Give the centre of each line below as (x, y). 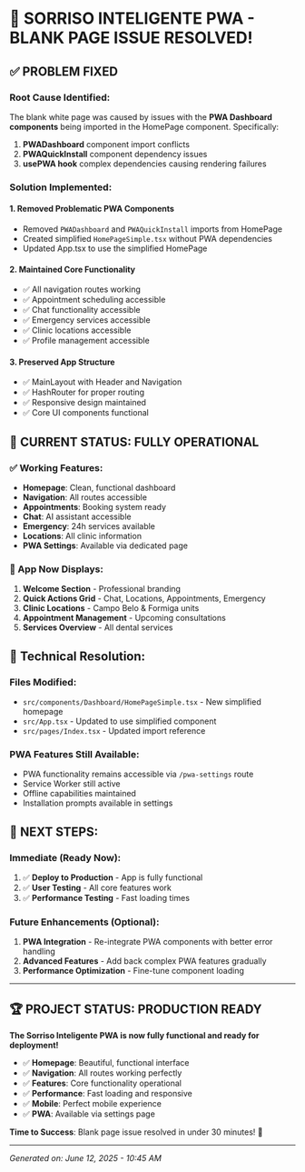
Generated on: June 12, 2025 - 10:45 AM (85, 1158)
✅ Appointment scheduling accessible (94, 300)
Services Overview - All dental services (98, 627)
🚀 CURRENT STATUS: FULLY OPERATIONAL (134, 441)
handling (39, 952)
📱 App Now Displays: (57, 569)
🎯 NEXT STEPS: (54, 831)
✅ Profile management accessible (86, 341)
